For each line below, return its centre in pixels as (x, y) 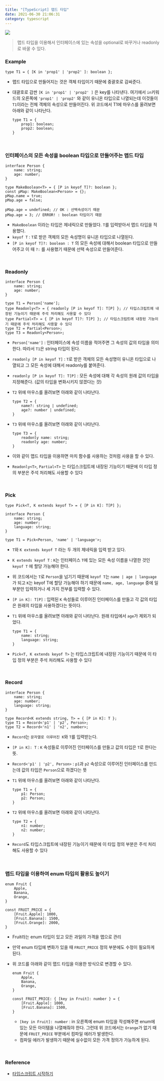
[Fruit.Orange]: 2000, (37, 923)
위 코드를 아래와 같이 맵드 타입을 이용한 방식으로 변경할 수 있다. (72, 964)
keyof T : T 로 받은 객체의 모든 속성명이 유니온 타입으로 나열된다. (73, 237)
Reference (18, 1062)
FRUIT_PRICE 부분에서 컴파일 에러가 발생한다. (71, 1034)
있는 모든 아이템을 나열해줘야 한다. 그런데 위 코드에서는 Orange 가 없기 (85, 1028)
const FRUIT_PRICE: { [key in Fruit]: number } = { (66, 999)
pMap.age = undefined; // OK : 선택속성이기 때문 (53, 210)
